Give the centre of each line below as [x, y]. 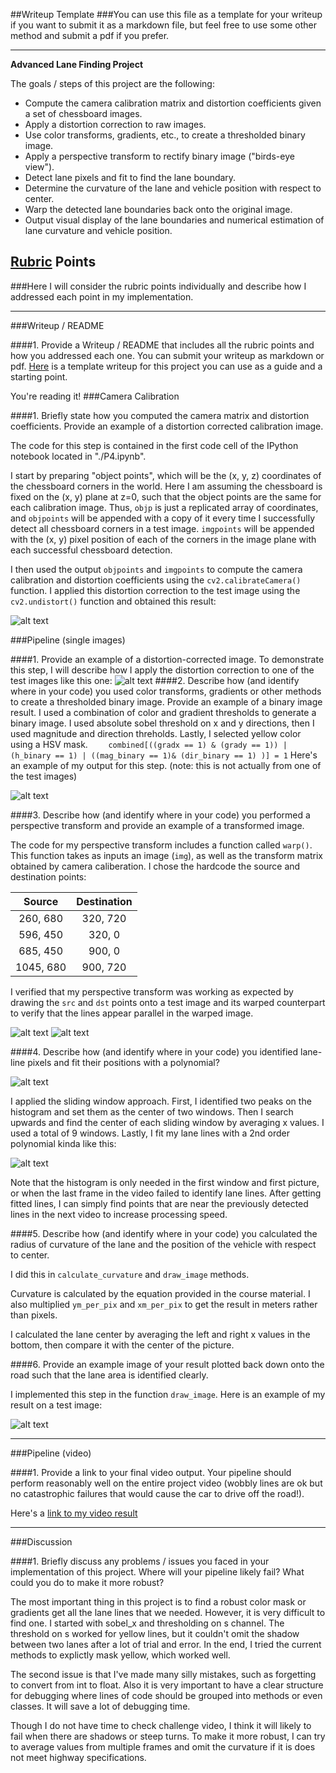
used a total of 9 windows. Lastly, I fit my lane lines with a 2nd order [150, 1133]
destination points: [48, 876]
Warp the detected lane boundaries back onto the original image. [158, 209]
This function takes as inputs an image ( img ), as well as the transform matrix [166, 855]
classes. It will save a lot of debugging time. [100, 1706]
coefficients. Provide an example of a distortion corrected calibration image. [167, 426]
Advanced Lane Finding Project [77, 64]
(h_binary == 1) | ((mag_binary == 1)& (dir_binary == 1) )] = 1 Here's [164, 755]
